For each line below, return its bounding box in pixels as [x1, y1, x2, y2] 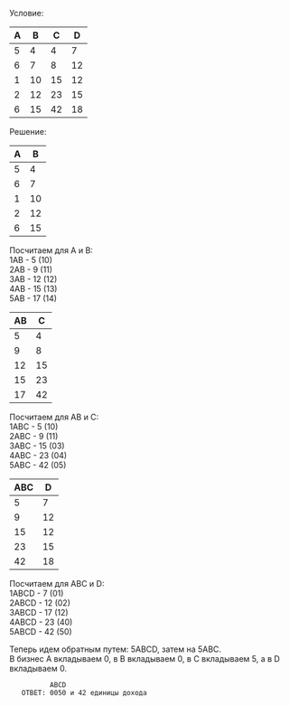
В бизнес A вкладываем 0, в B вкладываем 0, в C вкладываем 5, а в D [9, 654, 280, 664]
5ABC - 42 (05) [9, 460, 67, 470]
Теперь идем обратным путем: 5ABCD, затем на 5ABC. [9, 644, 222, 654]
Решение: [9, 127, 47, 136]
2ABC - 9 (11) [9, 431, 59, 441]
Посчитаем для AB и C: [9, 411, 99, 422]
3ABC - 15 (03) [9, 440, 65, 451]
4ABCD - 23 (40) [9, 617, 73, 627]
